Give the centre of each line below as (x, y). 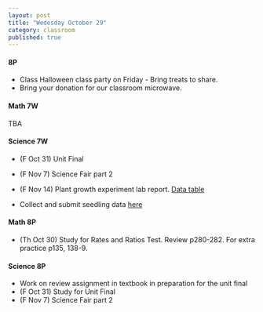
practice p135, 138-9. (53, 249)
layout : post (29, 15)
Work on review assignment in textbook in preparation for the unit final (133, 284)
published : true (35, 37)
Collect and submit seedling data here (81, 204)
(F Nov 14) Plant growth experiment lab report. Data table (112, 189)
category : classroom (42, 30)
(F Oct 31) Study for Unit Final (68, 292)
